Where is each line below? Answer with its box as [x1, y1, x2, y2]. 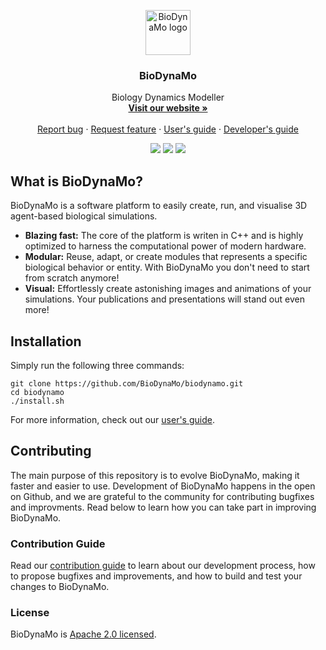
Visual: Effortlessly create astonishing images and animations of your [24, 283, 312, 295]
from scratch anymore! [24, 272, 120, 284]
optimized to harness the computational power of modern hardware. [24, 240, 307, 252]
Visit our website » [128, 102, 208, 114]
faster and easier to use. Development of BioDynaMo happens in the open [10, 480, 316, 492]
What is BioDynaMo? [10, 173, 143, 190]
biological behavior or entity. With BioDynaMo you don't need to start [24, 261, 310, 274]
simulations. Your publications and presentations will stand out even [24, 293, 305, 305]
